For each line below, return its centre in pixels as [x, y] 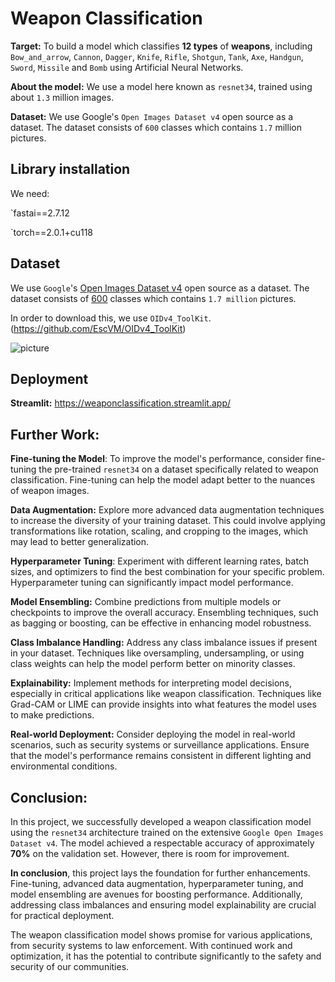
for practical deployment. [62, 915]
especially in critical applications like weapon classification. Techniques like [166, 694]
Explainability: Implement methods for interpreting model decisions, [151, 683]
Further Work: [55, 434]
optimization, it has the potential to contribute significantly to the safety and [166, 956]
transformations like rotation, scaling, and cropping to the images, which [159, 531]
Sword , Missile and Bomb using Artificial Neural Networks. [127, 67]
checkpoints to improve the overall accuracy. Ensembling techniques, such [164, 613]
